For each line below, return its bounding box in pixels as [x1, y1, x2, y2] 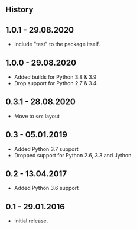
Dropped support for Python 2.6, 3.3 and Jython [14, 151, 132, 159]
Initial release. [14, 217, 48, 224]
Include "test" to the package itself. [14, 41, 100, 48]
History [5, 5, 34, 15]
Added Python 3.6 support [14, 185, 79, 192]
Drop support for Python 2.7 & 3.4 [14, 80, 97, 87]
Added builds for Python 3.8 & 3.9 [14, 73, 97, 80]
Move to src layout [14, 112, 60, 120]
